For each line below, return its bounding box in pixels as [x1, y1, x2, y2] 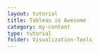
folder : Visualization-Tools [7, 36, 93, 43]
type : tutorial [7, 29, 52, 37]
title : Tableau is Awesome [7, 17, 86, 24]
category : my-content [7, 23, 71, 30]
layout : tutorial [7, 10, 58, 18]
